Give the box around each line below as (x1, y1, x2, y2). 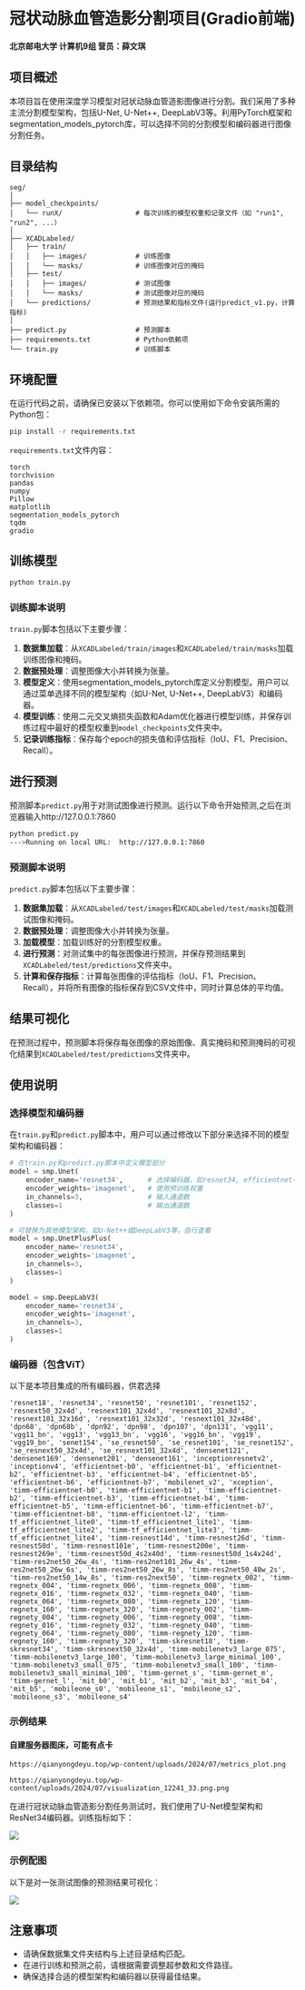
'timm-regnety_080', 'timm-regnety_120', (66, 1629, 225, 1639)
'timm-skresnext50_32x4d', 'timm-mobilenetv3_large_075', (62, 1645, 286, 1654)
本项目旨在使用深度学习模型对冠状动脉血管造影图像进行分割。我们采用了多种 (9, 95, 296, 106)
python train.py (9, 577, 71, 586)
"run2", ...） (9, 219, 62, 228)
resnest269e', (9, 1550, 64, 1559)
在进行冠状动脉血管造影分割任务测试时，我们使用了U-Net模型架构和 (9, 1801, 263, 1812)
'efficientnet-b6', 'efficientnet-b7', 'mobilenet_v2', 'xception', (9, 1478, 274, 1487)
